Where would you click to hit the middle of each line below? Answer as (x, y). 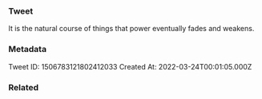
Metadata (27, 49)
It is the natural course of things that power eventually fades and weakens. (131, 29)
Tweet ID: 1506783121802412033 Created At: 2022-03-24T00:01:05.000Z (130, 66)
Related (24, 87)
